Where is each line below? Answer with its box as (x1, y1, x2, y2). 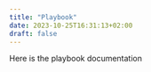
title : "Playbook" (9, 12, 77, 22)
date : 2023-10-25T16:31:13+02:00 (9, 21, 133, 30)
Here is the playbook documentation (9, 54, 143, 64)
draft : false (9, 29, 58, 38)
